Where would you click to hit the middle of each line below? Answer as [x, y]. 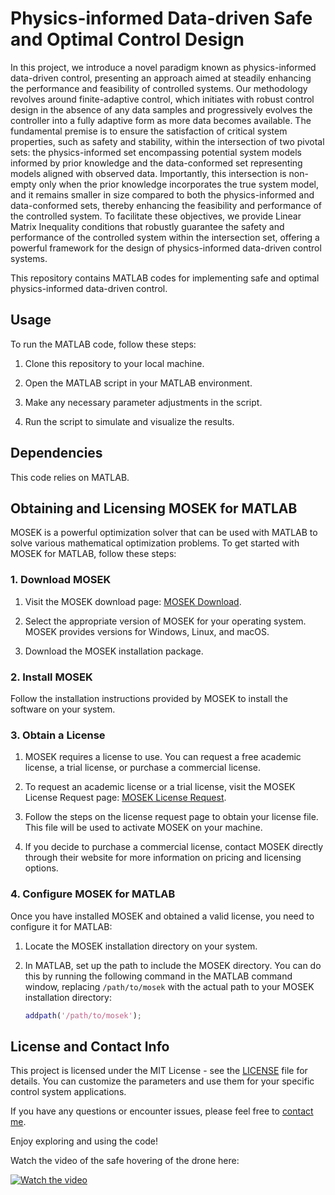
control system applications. [68, 1092]
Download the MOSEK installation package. [114, 651]
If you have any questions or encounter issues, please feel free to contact [162, 1111]
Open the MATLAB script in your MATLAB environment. [138, 383]
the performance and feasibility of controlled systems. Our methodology [159, 88]
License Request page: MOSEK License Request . [125, 798]
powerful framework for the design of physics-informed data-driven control [166, 248]
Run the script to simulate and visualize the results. [129, 421]
